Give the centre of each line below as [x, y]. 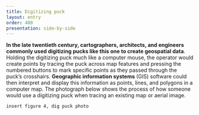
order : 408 [20, 23]
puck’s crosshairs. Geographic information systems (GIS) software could [97, 76]
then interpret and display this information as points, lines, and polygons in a [99, 83]
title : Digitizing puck [36, 12]
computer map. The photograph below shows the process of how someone [99, 89]
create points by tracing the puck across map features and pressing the [94, 64]
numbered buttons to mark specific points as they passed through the [91, 70]
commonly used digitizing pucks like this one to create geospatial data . [96, 52]
